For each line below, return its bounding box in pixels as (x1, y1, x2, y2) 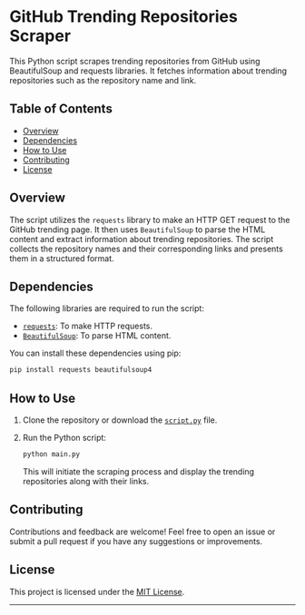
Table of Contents (9, 102, 113, 117)
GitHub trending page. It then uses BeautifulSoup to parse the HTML (9, 224, 266, 235)
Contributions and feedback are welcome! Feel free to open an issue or (9, 526, 276, 537)
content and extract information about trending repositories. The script (9, 233, 274, 244)
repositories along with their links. (22, 475, 150, 486)
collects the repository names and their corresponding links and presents (9, 243, 283, 254)
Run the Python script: (22, 433, 107, 444)
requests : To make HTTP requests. (22, 320, 152, 332)
